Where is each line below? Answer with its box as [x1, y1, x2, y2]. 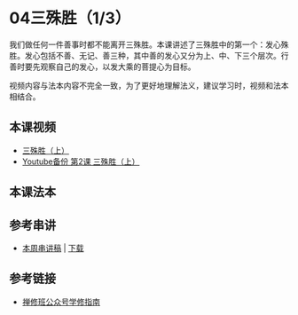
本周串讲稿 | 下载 [21, 242, 84, 253]
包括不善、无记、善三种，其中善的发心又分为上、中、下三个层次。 [39, 50, 281, 60]
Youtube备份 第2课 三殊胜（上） [21, 156, 140, 167]
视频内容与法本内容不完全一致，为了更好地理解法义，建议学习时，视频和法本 [9, 80, 289, 91]
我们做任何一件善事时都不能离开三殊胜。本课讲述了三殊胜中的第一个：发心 [9, 39, 281, 50]
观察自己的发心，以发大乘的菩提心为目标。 [39, 61, 196, 72]
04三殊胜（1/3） [9, 8, 131, 28]
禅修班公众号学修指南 [21, 296, 100, 307]
